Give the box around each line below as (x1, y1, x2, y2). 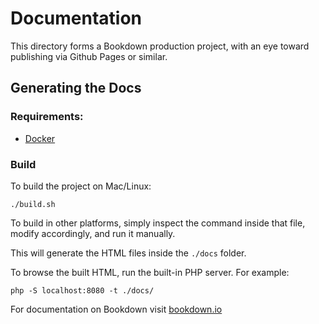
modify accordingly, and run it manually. (10, 227, 176, 239)
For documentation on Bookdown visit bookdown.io (10, 303, 223, 315)
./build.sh (10, 199, 56, 209)
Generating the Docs (10, 80, 142, 97)
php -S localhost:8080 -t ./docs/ (10, 285, 155, 296)
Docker (24, 132, 56, 144)
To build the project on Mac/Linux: (10, 180, 152, 192)
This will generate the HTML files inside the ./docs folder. (10, 247, 247, 259)
